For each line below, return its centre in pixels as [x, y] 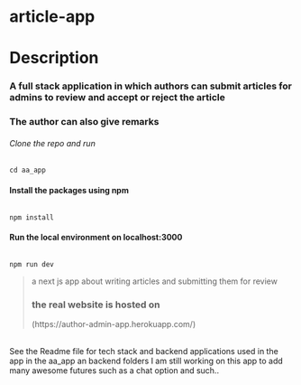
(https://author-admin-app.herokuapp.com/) [114, 324]
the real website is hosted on [96, 305]
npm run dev [32, 264]
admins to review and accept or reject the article [117, 98]
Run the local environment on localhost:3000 [96, 238]
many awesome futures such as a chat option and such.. [114, 371]
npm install [32, 217]
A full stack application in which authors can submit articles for [151, 86]
